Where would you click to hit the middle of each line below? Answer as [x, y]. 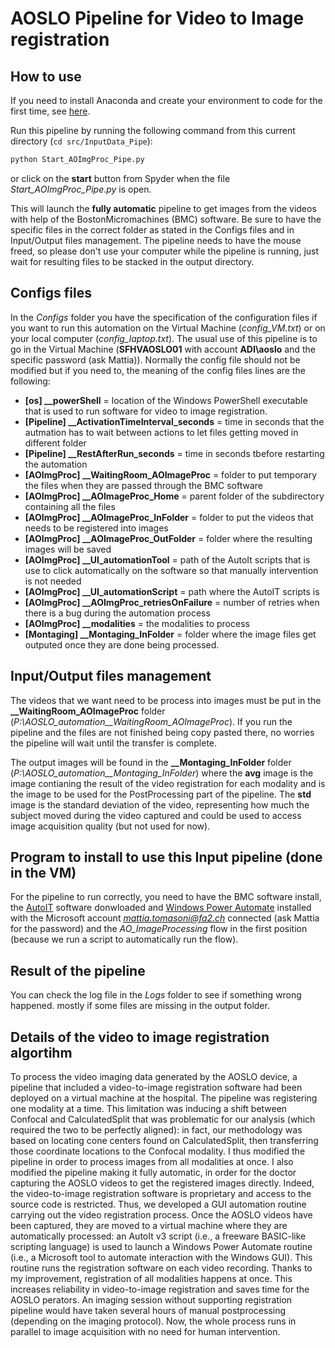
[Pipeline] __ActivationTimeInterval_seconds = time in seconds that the [174, 421]
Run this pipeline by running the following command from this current [153, 130]
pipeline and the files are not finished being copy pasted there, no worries [162, 732]
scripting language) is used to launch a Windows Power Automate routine [161, 1246]
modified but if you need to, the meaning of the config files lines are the [158, 370]
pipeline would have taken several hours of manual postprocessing [148, 1310]
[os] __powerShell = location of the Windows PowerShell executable [166, 400]
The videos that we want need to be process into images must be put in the [166, 700]
